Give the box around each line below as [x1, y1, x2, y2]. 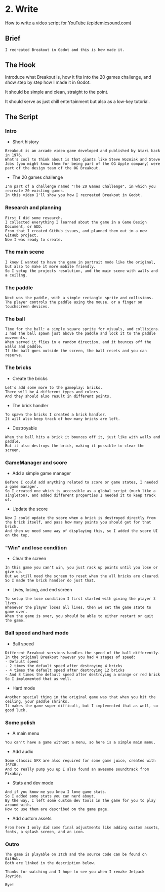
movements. [5, 335, 28, 340]
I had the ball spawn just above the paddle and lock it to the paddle [5, 331, 156, 336]
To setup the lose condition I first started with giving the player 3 [5, 596, 156, 601]
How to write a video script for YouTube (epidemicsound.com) [5, 20, 132, 26]
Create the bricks [12, 375, 48, 381]
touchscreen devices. [5, 304, 50, 309]
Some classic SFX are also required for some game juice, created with [5, 758, 156, 763]
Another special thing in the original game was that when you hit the [5, 694, 156, 699]
